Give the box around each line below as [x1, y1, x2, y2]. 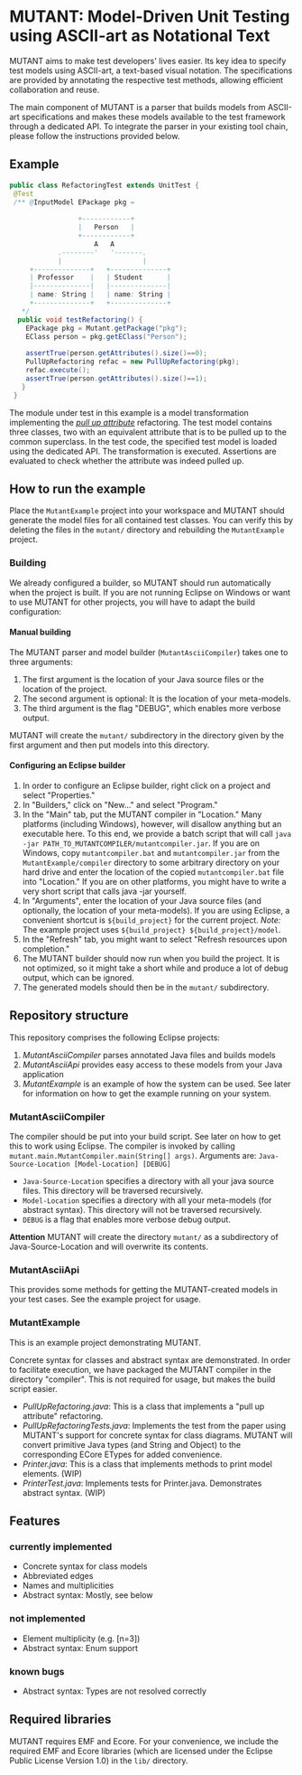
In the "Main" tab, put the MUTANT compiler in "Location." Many [22, 809, 262, 820]
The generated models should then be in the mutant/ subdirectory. [22, 982, 270, 993]
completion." [22, 944, 70, 954]
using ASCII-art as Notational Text [9, 25, 270, 46]
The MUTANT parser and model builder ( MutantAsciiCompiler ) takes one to [9, 646, 288, 657]
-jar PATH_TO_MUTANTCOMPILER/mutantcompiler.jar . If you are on [22, 838, 260, 849]
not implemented [9, 1612, 86, 1625]
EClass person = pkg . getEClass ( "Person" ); [25, 332, 188, 341]
